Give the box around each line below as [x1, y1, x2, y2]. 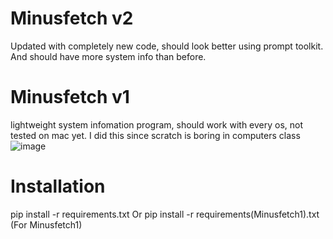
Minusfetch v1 [10, 86, 130, 109]
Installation [10, 175, 106, 198]
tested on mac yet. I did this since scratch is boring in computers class [10, 129, 301, 141]
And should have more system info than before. [10, 50, 207, 62]
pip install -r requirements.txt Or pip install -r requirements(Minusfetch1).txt [10, 208, 320, 220]
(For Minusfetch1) [10, 218, 83, 231]
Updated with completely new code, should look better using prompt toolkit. [10, 40, 324, 52]
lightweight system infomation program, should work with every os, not [10, 118, 304, 131]
